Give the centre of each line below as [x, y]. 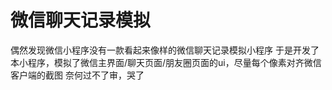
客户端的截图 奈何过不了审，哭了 [77, 75]
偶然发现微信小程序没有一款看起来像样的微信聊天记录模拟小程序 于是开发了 [165, 50]
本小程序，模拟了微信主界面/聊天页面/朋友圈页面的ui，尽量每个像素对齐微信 [166, 62]
